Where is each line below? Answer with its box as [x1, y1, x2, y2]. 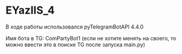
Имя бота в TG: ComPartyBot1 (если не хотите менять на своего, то [5, 34, 177, 42]
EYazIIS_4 [5, 4, 55, 17]
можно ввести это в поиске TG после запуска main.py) [5, 41, 146, 48]
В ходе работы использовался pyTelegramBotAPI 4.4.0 [5, 23, 144, 30]
